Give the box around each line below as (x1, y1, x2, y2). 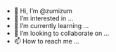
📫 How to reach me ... (13, 37, 79, 45)
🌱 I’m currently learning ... (13, 22, 89, 30)
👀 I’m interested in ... (13, 14, 74, 22)
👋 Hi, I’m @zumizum (13, 7, 72, 15)
